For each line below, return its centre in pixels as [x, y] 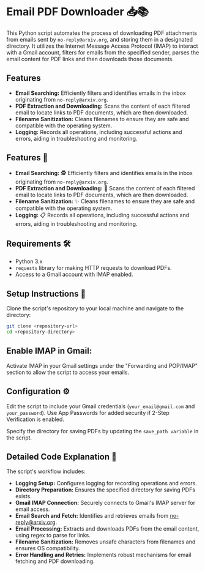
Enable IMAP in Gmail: [49, 351]
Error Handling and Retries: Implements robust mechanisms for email [103, 555]
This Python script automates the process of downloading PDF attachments [102, 33]
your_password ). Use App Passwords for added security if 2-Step [88, 412]
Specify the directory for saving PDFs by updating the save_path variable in [102, 431]
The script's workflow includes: [46, 471]
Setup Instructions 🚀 [46, 293]
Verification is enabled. [35, 419]
